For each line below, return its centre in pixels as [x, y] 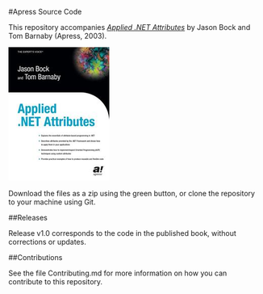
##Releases [28, 218]
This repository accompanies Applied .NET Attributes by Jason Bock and [129, 27]
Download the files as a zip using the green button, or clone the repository [132, 193]
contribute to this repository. [56, 281]
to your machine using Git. [52, 202]
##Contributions [35, 257]
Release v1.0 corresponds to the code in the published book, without [122, 233]
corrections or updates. [47, 242]
